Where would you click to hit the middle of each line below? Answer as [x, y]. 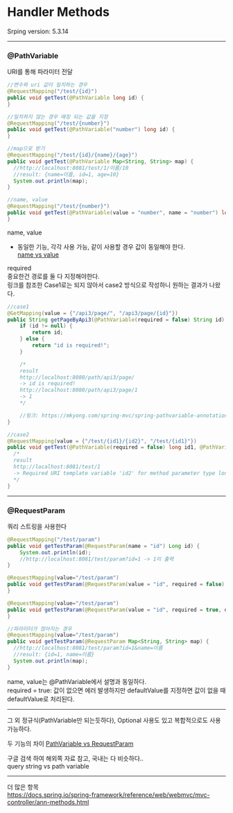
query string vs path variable [48, 766]
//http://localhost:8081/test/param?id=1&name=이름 [88, 648]
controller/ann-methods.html [48, 802]
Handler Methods [58, 12]
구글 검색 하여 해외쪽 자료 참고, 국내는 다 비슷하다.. [76, 758]
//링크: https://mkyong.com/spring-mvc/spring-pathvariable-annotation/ [125, 416]
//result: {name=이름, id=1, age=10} [67, 174]
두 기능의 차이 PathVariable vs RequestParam [70, 744]
